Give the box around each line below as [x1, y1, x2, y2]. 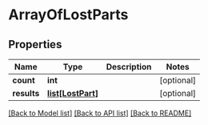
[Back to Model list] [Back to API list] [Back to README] [8, 108, 192, 118]
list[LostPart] [46, 88, 98, 99]
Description [106, 62, 152, 72]
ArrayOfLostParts [8, 6, 129, 24]
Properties [8, 38, 62, 51]
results [12, 88, 40, 99]
